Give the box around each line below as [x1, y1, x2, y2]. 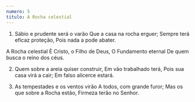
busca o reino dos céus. [6, 54, 65, 61]
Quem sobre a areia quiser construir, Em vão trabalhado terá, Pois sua [14, 65, 184, 72]
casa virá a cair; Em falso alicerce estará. [14, 72, 115, 79]
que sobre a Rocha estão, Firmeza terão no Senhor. [14, 89, 139, 96]
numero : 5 [6, 8, 31, 15]
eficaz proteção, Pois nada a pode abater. [14, 36, 116, 43]
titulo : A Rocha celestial [6, 14, 72, 20]
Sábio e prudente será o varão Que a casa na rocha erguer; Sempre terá [14, 30, 190, 37]
